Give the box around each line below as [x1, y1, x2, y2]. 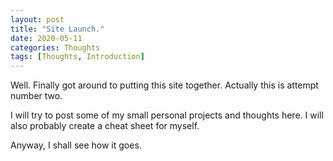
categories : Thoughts [10, 42, 101, 53]
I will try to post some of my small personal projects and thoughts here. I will [10, 109, 324, 121]
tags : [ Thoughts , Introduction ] [10, 52, 145, 62]
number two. [10, 90, 63, 102]
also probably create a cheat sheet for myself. [10, 120, 200, 132]
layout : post [10, 14, 65, 25]
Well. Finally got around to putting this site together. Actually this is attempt [10, 79, 319, 91]
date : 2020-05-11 [10, 33, 83, 43]
